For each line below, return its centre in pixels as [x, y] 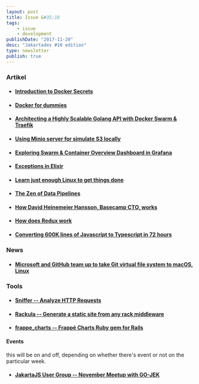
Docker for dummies [41, 105]
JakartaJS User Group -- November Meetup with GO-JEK [87, 375]
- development [34, 34]
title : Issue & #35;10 [33, 17]
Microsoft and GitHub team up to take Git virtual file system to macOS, [104, 264]
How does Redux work [43, 221]
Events [15, 341]
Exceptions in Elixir [39, 166]
